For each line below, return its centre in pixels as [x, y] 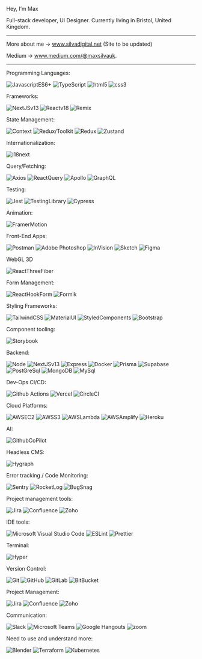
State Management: [31, 119]
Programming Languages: [38, 73]
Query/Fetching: [26, 166]
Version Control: [26, 569]
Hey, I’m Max [22, 9]
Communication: [26, 615]
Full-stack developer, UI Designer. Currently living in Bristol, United [89, 20]
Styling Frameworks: [32, 306]
